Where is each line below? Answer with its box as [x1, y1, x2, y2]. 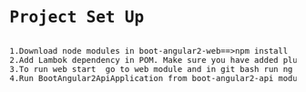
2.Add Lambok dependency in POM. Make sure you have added [9, 55, 280, 65]
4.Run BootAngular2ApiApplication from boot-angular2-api [9, 73, 274, 83]
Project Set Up [9, 7, 145, 27]
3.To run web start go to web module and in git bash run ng [9, 64, 293, 74]
